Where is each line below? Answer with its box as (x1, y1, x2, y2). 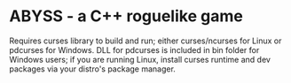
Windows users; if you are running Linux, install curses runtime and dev (9, 54, 271, 64)
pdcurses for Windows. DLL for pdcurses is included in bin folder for (9, 44, 260, 55)
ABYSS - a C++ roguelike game (9, 6, 244, 26)
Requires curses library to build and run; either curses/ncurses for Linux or (9, 35, 282, 46)
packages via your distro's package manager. (9, 64, 176, 74)
